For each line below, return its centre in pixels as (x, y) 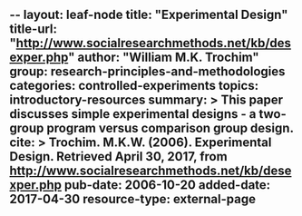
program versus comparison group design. (170, 128)
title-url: (33, 29)
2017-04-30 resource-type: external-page (133, 199)
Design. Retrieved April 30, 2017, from (119, 157)
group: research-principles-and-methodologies (147, 72)
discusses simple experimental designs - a (133, 114)
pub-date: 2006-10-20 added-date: (167, 185)
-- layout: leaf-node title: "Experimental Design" (149, 15)
